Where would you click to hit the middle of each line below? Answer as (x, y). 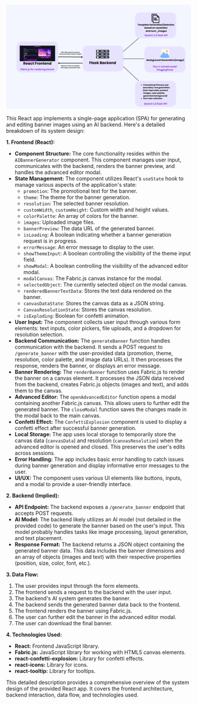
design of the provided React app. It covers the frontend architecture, (90, 688)
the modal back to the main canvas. (57, 415)
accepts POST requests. (44, 513)
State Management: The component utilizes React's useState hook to (99, 178)
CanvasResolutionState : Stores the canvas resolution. (88, 309)
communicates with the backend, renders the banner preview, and (95, 166)
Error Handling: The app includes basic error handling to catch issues (99, 459)
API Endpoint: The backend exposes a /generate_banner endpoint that (100, 507)
